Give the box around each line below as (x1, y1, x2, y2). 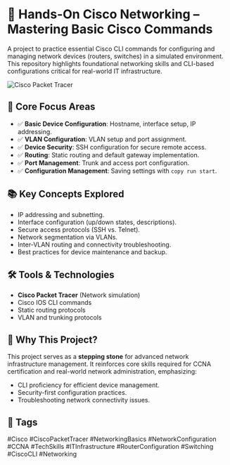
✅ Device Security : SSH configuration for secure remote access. (17, 143, 207, 151)
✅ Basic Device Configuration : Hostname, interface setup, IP (17, 119, 196, 128)
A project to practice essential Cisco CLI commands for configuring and (7, 44, 215, 53)
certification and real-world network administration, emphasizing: (7, 367, 197, 376)
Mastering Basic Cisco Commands (7, 21, 213, 37)
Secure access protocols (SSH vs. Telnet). (17, 225, 141, 234)
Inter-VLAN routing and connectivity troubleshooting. (17, 240, 172, 249)
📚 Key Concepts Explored (7, 188, 124, 200)
